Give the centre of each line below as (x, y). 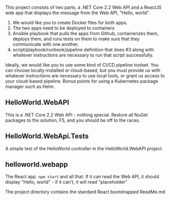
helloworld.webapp (37, 165)
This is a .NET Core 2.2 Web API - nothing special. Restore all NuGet (77, 115)
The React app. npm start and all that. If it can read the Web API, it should (82, 177)
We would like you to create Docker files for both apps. (70, 23)
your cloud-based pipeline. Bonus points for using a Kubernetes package (82, 81)
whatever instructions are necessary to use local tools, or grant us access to (85, 76)
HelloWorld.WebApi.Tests (47, 136)
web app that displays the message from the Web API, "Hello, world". (78, 13)
